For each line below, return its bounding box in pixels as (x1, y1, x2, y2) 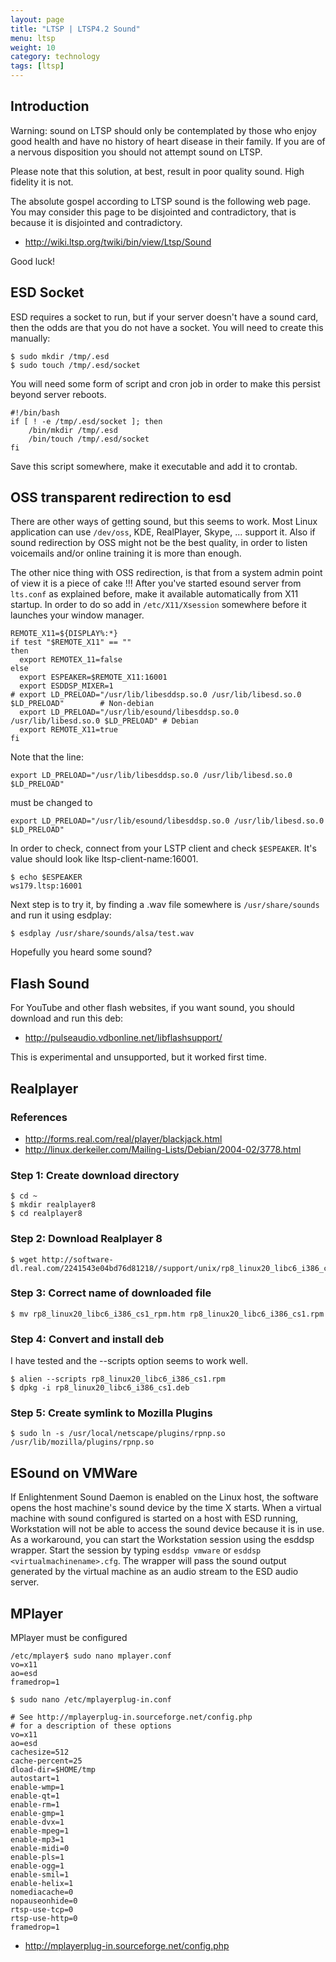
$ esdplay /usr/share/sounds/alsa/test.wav (10, 929, 195, 939)
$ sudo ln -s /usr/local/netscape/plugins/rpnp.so (10, 1429, 226, 1439)
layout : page (10, 14, 65, 25)
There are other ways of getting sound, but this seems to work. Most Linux (10, 516, 318, 528)
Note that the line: (10, 751, 84, 763)
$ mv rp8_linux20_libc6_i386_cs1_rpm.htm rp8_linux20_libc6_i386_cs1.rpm (10, 1309, 325, 1319)
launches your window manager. (10, 609, 145, 621)
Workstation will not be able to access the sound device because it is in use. (10, 1523, 325, 1535)
